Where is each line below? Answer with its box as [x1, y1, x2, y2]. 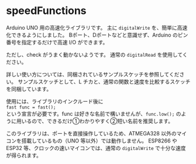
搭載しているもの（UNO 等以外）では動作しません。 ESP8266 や [21, 137, 177, 144]
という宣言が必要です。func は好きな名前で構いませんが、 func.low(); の [6, 110, 181, 117]
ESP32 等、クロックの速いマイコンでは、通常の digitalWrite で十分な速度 [6, 144, 186, 151]
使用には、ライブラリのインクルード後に [6, 97, 104, 104]
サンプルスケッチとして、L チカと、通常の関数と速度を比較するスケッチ [17, 78, 191, 85]
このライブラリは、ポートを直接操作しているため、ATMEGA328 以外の [6, 130, 177, 137]
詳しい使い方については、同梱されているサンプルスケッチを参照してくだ [6, 71, 180, 78]
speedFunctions [6, 4, 87, 18]
